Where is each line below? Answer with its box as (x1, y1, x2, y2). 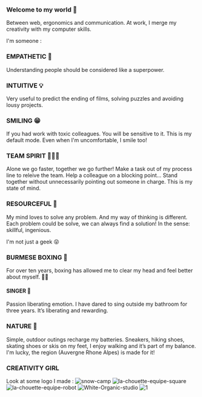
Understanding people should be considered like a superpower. (6, 66, 165, 73)
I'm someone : (6, 37, 42, 45)
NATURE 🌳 (6, 322, 37, 331)
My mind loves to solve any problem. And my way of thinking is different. (6, 213, 187, 221)
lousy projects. (6, 101, 44, 108)
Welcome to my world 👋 (6, 5, 77, 14)
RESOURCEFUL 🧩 (6, 199, 57, 208)
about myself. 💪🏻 (6, 273, 49, 280)
